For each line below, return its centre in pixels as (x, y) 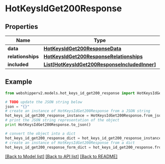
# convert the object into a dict (41, 133)
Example (19, 82)
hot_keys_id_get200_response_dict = (42, 138)
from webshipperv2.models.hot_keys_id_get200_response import (70, 93)
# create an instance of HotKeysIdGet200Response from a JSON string (78, 111)
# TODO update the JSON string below (44, 102)
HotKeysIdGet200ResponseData (82, 48)
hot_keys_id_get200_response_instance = (47, 116)
